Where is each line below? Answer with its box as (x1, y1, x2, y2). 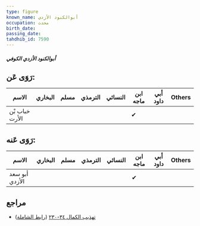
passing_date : (6, 31, 42, 37)
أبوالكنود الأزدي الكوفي (6, 55, 56, 62)
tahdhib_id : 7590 (6, 36, 49, 42)
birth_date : (6, 25, 36, 32)
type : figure (6, 8, 39, 15)
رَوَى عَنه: (6, 134, 36, 145)
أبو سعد (9, 170, 29, 178)
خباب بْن (9, 107, 30, 115)
